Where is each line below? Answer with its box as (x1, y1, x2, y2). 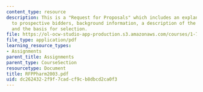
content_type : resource (6, 8, 66, 15)
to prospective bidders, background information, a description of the (11, 20, 196, 26)
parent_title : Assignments (6, 54, 74, 60)
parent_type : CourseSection (6, 59, 77, 65)
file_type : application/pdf (6, 37, 77, 43)
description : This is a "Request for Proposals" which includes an (6, 15, 180, 21)
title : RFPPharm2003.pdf (6, 71, 69, 77)
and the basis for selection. (11, 25, 88, 32)
